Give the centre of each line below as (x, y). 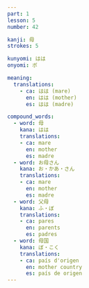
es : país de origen (54, 274)
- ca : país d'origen (49, 261)
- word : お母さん (37, 162)
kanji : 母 (21, 39)
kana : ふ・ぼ (37, 208)
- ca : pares (37, 221)
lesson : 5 (22, 20)
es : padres (41, 235)
